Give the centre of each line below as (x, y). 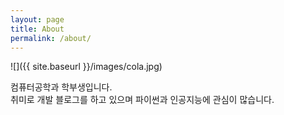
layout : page (37, 19)
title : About (37, 29)
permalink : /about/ (51, 38)
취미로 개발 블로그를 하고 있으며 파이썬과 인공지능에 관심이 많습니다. (142, 100)
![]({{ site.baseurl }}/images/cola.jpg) (86, 67)
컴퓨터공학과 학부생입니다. (61, 87)
